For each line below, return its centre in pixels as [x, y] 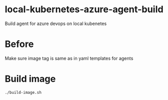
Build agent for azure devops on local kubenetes [56, 23]
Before [19, 44]
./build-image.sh [23, 92]
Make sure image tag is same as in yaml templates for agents [69, 58]
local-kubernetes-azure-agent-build [84, 9]
